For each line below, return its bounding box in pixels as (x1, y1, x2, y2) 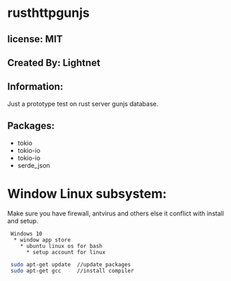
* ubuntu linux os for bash (20, 242, 102, 249)
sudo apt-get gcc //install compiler (10, 268, 134, 275)
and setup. (7, 216, 39, 225)
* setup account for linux (25, 249, 106, 256)
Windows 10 (10, 230, 42, 237)
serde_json (17, 161, 51, 170)
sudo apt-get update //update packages (10, 261, 131, 268)
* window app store (13, 236, 71, 244)
